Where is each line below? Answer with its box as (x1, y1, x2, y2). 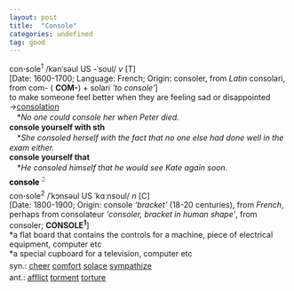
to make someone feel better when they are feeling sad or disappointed (9, 91, 271, 102)
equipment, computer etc (9, 239, 102, 249)
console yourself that (9, 152, 91, 162)
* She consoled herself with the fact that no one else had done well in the (16, 132, 284, 143)
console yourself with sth (9, 122, 106, 132)
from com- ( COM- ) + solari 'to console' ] (9, 82, 158, 93)
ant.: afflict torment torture (9, 271, 107, 282)
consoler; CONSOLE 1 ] (9, 218, 90, 231)
